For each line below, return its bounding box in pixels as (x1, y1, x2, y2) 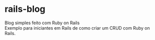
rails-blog (4, 3, 45, 15)
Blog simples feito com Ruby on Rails (4, 20, 80, 26)
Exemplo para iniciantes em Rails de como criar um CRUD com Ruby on (4, 25, 150, 31)
